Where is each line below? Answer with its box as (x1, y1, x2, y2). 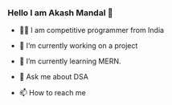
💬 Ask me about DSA (18, 72, 89, 82)
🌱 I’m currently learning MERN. (18, 56, 121, 67)
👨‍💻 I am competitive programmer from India (18, 26, 165, 35)
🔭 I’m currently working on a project (18, 41, 138, 50)
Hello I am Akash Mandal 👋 (7, 7, 113, 18)
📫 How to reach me (18, 88, 86, 98)
